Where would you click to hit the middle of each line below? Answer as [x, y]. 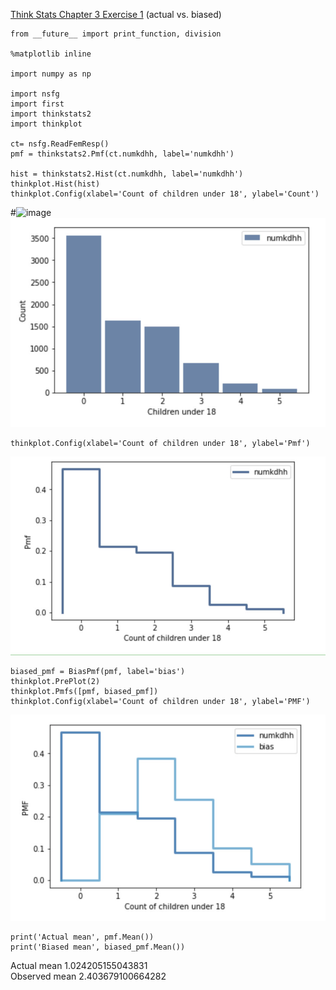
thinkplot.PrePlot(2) [55, 681]
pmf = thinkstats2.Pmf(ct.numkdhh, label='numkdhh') [122, 154]
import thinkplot [46, 124]
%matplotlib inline [51, 54]
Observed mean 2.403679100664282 [88, 976]
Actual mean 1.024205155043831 [79, 966]
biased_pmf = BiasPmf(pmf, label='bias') [98, 671]
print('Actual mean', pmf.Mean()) [82, 937]
